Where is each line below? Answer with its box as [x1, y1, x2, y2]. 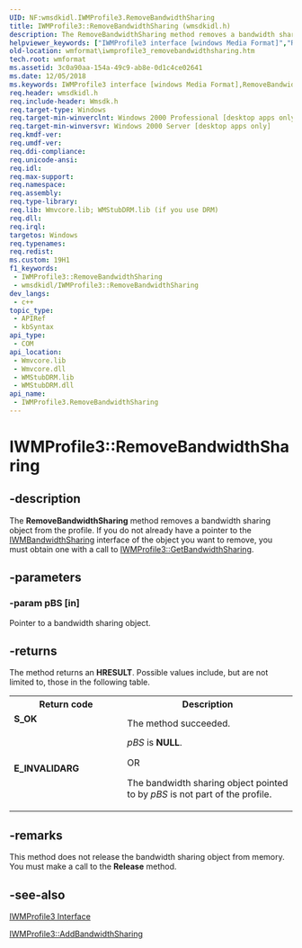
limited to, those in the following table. [9, 676, 151, 688]
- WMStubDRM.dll [13, 381, 75, 390]
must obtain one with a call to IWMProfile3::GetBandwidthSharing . [9, 543, 254, 554]
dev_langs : [9, 289, 50, 298]
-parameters [9, 570, 82, 586]
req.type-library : [9, 197, 78, 207]
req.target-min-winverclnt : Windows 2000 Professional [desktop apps [9, 113, 276, 122]
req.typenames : [9, 239, 67, 248]
